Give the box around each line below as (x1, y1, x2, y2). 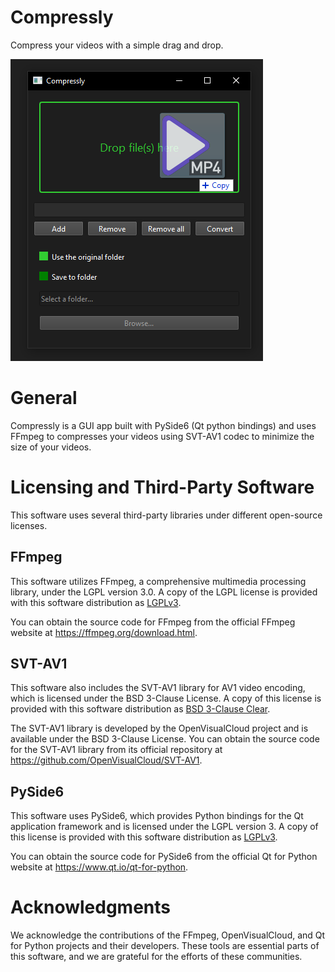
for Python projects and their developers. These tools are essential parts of (10, 940, 320, 952)
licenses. (10, 519, 48, 531)
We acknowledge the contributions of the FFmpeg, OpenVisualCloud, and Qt (10, 929, 326, 941)
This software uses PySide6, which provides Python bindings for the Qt (10, 810, 304, 822)
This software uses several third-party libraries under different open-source (10, 509, 323, 521)
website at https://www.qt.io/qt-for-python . (10, 861, 189, 873)
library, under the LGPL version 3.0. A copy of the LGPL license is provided (10, 586, 318, 598)
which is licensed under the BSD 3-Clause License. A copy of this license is (10, 692, 322, 705)
